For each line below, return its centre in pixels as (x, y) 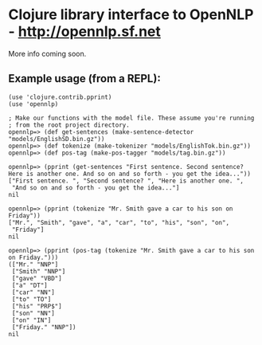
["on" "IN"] (31, 320)
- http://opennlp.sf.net (85, 31)
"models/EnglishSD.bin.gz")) (57, 139)
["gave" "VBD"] (37, 278)
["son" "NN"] (33, 313)
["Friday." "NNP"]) (44, 327)
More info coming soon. (47, 53)
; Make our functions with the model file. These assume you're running (131, 118)
